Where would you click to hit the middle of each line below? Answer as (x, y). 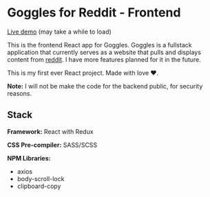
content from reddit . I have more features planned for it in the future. (104, 59)
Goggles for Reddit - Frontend (94, 13)
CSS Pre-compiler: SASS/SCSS (52, 145)
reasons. (20, 93)
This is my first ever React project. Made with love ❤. (83, 73)
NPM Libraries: (29, 158)
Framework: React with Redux (51, 131)
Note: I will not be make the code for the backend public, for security (105, 86)
